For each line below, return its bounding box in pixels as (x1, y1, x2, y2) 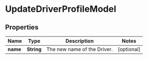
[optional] (117, 46, 141, 53)
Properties (5, 23, 39, 31)
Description (65, 38, 94, 44)
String (26, 46, 42, 53)
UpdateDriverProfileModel (5, 3, 117, 15)
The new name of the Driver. (46, 46, 113, 53)
